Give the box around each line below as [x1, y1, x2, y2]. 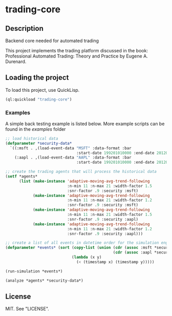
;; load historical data [5, 136, 58, 141]
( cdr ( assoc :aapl [113, 250, 153, 255]
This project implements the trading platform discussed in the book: [5, 48, 148, 53]
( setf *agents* [5, 174, 38, 179]
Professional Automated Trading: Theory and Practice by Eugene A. [5, 53, 148, 59]
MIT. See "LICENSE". [5, 306, 50, 312]
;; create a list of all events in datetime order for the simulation [5, 240, 159, 246]
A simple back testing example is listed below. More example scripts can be [5, 121, 165, 127]
